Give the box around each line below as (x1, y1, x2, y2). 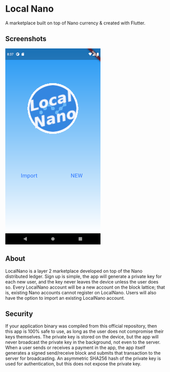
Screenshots (5, 35, 47, 43)
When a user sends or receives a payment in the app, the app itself (5, 345, 146, 351)
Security (5, 309, 33, 318)
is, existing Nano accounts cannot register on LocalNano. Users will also (5, 289, 156, 295)
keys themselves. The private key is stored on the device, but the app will (5, 334, 159, 340)
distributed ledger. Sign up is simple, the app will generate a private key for (5, 273, 162, 280)
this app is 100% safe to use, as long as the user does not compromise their (5, 328, 164, 334)
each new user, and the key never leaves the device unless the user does (5, 278, 159, 285)
